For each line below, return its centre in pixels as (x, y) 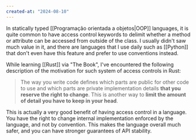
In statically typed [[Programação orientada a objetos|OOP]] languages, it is (97, 28)
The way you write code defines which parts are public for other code (104, 82)
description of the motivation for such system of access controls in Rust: (94, 70)
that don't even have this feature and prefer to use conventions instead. (92, 53)
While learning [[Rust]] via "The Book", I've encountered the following (90, 64)
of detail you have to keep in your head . (69, 101)
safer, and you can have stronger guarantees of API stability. (79, 131)
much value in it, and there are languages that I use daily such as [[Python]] (97, 47)
